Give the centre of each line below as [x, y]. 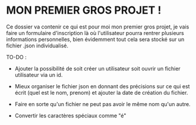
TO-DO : [16, 57]
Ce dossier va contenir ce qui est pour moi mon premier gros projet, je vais [98, 27]
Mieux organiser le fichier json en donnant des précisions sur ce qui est [102, 86]
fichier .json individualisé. [37, 46]
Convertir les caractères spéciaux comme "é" [70, 116]
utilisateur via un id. [39, 75]
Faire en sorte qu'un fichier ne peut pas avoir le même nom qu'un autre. [103, 104]
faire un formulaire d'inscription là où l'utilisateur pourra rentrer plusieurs [95, 33]
